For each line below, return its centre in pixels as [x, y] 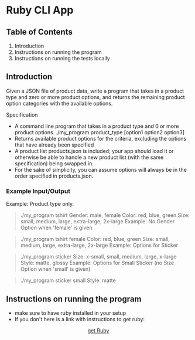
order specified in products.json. [54, 176]
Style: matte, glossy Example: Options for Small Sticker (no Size [97, 263]
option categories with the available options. [59, 103]
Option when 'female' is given [56, 228]
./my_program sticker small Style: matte [68, 280]
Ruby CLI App [40, 10]
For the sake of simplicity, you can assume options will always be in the [101, 169]
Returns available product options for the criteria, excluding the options [100, 138]
